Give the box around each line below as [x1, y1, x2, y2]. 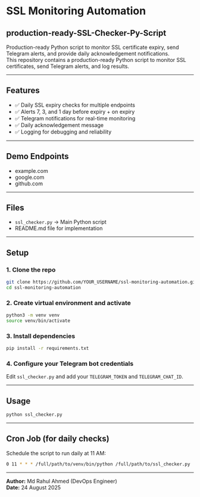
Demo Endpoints [6, 151, 69, 161]
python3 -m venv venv [6, 312, 60, 318]
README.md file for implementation [14, 225, 103, 232]
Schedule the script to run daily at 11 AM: [6, 449, 106, 456]
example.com [14, 167, 49, 174]
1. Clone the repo [6, 265, 56, 274]
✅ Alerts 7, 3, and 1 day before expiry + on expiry [14, 108, 135, 115]
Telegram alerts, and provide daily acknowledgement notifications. [6, 50, 170, 57]
